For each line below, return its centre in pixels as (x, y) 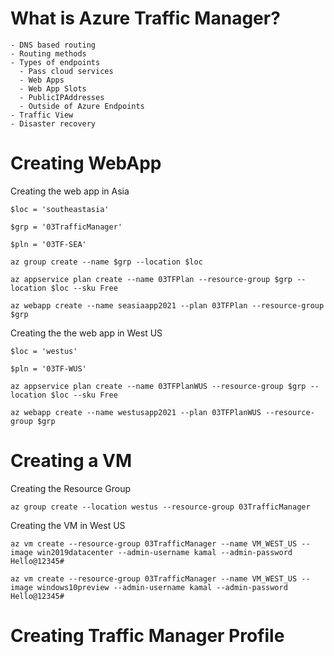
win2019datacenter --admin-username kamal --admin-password (164, 552)
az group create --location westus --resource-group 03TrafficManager (160, 507)
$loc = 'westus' (44, 351)
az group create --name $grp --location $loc (106, 262)
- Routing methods (48, 53)
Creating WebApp (86, 163)
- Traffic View (42, 115)
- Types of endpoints (55, 62)
